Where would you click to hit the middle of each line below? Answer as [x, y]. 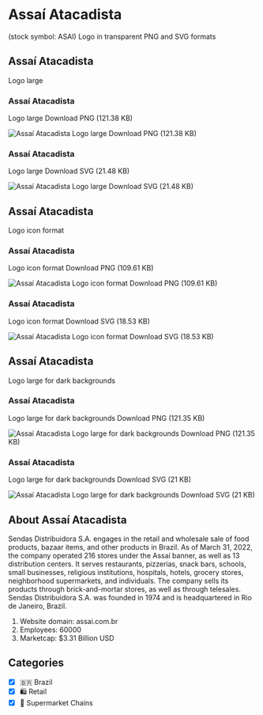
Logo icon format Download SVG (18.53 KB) [79, 321]
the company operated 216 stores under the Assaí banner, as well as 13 [124, 555]
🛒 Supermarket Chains [56, 702]
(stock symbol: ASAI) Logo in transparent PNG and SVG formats [112, 36]
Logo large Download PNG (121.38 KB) [70, 118]
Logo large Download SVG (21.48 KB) [69, 171]
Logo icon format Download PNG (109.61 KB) [81, 268]
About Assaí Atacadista [68, 520]
